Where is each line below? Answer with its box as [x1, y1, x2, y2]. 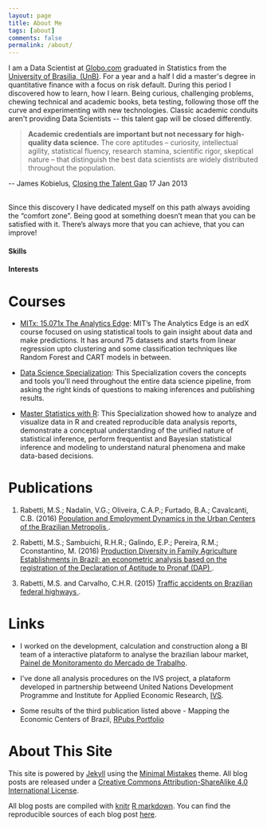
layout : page [8, 11, 52, 20]
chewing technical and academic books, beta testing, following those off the [8, 97, 259, 107]
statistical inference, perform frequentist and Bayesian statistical [19, 434, 232, 444]
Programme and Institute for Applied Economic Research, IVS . [19, 691, 224, 700]
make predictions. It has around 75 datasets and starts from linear [19, 335, 237, 345]
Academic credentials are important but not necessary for [27, 129, 225, 139]
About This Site [8, 743, 113, 761]
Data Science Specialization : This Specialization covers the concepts [19, 368, 247, 378]
